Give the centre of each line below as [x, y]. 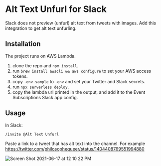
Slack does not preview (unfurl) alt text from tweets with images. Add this [80, 23]
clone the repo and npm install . [45, 65]
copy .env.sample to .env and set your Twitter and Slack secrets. [79, 81]
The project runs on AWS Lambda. [40, 56]
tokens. [20, 76]
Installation [23, 44]
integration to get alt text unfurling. [41, 28]
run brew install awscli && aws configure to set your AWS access [81, 71]
